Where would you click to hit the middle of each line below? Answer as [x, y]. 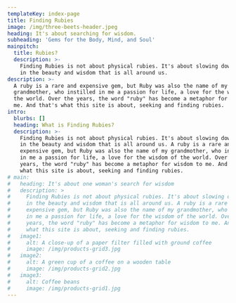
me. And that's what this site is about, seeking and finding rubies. [119, 105]
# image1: [25, 236]
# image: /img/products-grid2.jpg [64, 269]
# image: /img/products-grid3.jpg [64, 249]
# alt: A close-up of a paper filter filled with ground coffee [110, 243]
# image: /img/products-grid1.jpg [64, 288]
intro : [17, 112]
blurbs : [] [29, 118]
